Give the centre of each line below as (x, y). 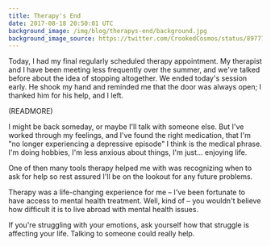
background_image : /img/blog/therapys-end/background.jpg (108, 31)
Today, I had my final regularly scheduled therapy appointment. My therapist (135, 61)
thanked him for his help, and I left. (66, 96)
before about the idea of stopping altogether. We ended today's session (128, 78)
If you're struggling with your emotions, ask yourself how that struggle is (129, 225)
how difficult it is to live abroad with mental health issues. (104, 210)
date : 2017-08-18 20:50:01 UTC (61, 23)
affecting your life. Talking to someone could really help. (102, 234)
